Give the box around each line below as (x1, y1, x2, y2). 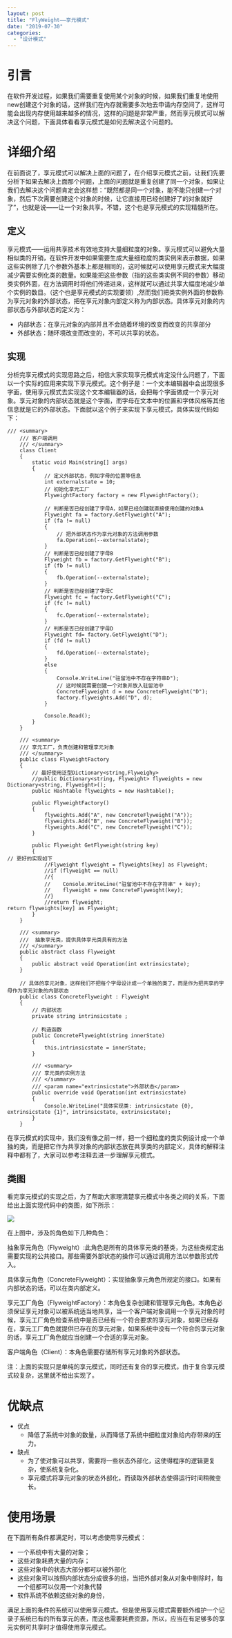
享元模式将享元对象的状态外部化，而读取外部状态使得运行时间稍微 (27, 1474, 215, 1482)
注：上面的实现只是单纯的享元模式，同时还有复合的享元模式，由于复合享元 (7, 1362, 219, 1371)
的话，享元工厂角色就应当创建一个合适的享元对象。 (7, 1333, 153, 1342)
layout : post (7, 10, 45, 17)
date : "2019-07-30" (7, 23, 64, 30)
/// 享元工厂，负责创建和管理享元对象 (19, 744, 115, 751)
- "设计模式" (13, 36, 47, 43)
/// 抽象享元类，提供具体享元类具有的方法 (19, 936, 128, 943)
